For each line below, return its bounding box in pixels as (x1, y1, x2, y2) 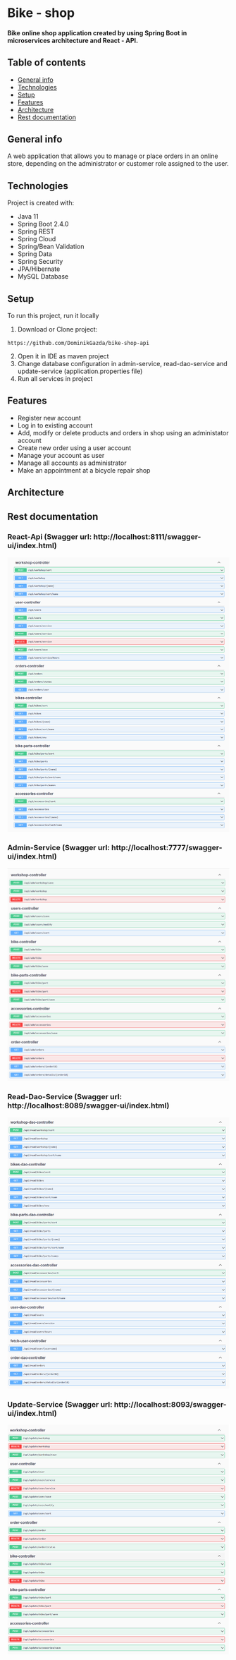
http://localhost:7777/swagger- (111, 843, 223, 853)
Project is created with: (7, 199, 75, 207)
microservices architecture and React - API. (7, 36, 139, 44)
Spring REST (17, 227, 55, 236)
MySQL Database (17, 272, 69, 281)
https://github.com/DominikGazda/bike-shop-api (7, 340, 150, 347)
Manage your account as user (17, 451, 105, 459)
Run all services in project (17, 375, 93, 383)
